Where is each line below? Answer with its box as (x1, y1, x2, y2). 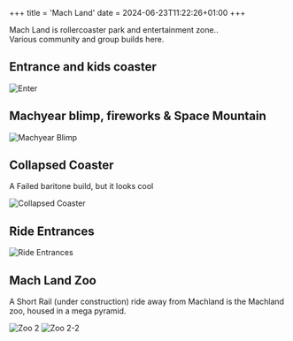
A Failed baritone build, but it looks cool (9, 181, 154, 192)
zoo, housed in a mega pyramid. (9, 306, 127, 316)
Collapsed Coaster (9, 158, 114, 173)
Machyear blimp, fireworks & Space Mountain (9, 109, 267, 124)
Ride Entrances (9, 224, 95, 239)
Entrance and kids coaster (9, 59, 158, 74)
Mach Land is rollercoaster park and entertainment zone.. (9, 25, 219, 34)
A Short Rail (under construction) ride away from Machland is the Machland (9, 296, 285, 307)
